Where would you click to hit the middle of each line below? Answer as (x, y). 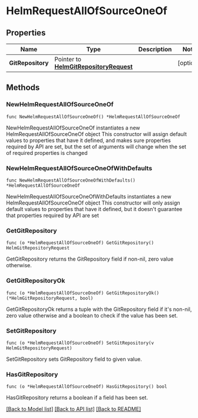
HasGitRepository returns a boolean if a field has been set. (77, 398)
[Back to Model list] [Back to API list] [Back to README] (74, 409)
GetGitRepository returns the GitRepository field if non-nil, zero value (90, 259)
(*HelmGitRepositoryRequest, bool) (50, 298)
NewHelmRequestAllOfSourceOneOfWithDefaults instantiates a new (89, 196)
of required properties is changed (47, 153)
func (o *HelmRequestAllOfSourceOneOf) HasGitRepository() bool (87, 387)
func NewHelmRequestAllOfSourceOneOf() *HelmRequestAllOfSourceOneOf (93, 116)
